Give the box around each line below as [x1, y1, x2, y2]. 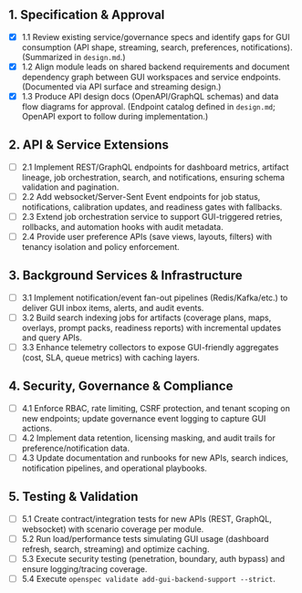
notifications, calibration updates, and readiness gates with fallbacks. [21, 201, 283, 213]
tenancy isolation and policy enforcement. [21, 242, 180, 253]
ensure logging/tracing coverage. [21, 564, 148, 575]
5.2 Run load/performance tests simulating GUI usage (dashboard [21, 533, 269, 544]
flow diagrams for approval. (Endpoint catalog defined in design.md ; [21, 101, 276, 112]
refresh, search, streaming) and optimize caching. [21, 544, 210, 555]
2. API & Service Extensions [8, 137, 170, 153]
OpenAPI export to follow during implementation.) [21, 111, 209, 121]
